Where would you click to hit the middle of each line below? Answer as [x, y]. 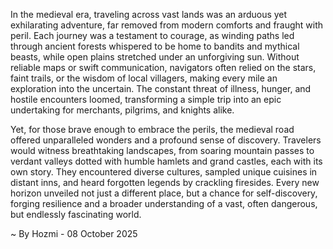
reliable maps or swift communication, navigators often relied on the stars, [163, 67]
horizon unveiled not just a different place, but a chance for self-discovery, [164, 193]
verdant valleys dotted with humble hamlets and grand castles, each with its [166, 161]
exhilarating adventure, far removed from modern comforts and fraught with [167, 25]
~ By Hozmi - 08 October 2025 [74, 233]
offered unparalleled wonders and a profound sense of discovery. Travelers [166, 140]
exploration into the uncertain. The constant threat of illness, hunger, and [161, 88]
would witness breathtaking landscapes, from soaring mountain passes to [162, 150]
